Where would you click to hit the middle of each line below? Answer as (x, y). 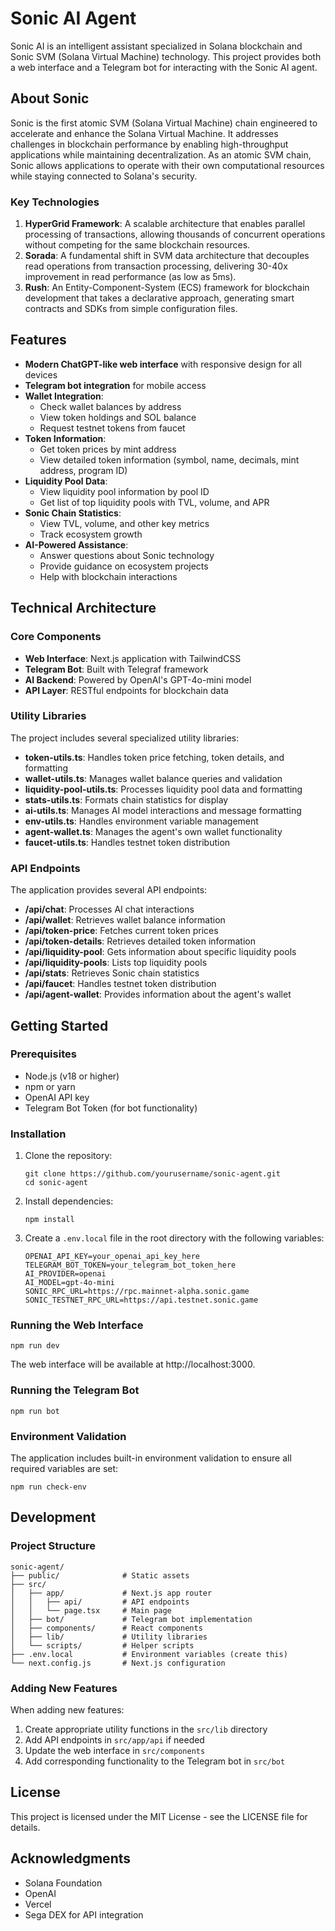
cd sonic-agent (56, 1183)
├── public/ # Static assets (100, 1575)
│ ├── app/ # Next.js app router (111, 1593)
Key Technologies (55, 202)
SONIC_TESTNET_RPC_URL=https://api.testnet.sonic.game (141, 1300)
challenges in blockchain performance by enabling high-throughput (149, 144)
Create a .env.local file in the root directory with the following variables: (174, 1238)
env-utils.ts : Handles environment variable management (141, 821)
